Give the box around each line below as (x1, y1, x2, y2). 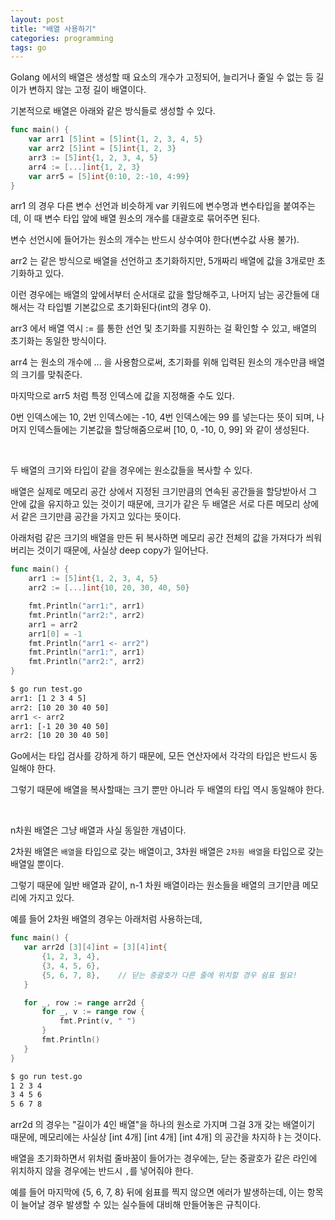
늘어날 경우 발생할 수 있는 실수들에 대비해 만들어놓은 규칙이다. (20, 1199, 262, 1211)
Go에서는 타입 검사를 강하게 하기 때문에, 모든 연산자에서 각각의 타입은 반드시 (10, 750, 308, 762)
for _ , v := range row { (41, 1007, 145, 1017)
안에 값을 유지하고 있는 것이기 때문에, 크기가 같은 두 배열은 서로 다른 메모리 (10, 498, 301, 510)
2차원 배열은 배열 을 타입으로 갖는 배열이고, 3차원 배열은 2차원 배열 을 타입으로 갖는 (10, 846, 325, 858)
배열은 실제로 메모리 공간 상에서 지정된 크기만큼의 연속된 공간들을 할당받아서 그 (10, 486, 318, 498)
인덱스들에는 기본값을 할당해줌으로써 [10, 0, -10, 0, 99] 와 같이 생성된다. (28, 424, 310, 436)
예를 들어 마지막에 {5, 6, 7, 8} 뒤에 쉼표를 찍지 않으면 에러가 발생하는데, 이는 (10, 1186, 305, 1198)
